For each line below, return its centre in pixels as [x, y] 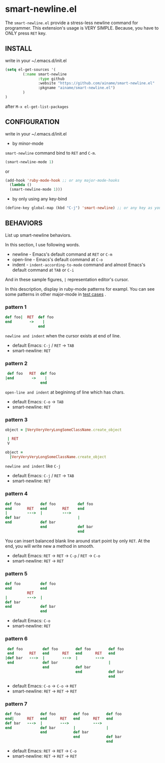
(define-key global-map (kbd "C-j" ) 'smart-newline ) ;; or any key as [79, 208]
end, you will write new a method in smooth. [50, 546]
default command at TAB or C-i [43, 270]
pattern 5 [16, 573]
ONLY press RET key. [26, 33]
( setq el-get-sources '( [30, 69]
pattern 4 [16, 494]
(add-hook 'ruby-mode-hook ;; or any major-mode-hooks [62, 180]
